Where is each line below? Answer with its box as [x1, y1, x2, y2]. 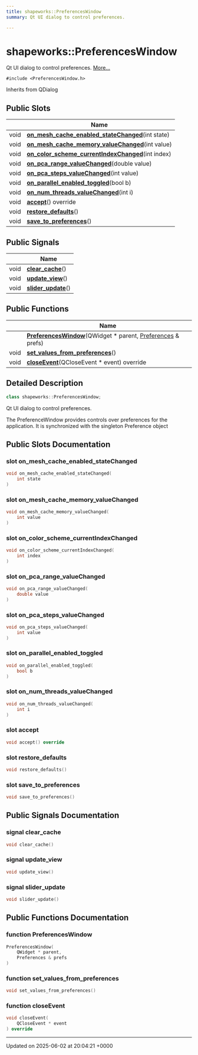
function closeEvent [6, 1002, 65, 1010]
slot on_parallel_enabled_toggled [6, 649, 103, 657]
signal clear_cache [6, 828, 61, 836]
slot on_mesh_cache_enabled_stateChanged [6, 457, 137, 465]
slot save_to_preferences [6, 781, 81, 789]
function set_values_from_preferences [6, 974, 119, 982]
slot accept [6, 726, 39, 734]
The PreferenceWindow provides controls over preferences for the [6, 416, 168, 423]
